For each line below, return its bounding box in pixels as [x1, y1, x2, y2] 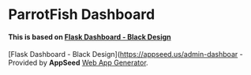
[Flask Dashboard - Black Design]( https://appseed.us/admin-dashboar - [8, 50, 243, 59]
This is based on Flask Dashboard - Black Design [8, 32, 171, 41]
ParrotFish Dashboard [8, 6, 155, 24]
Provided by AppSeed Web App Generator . [8, 58, 148, 68]
